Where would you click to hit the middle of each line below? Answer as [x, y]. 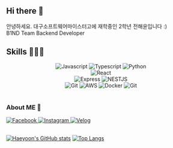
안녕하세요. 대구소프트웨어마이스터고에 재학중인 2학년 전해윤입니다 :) [86, 26]
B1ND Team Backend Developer [46, 33]
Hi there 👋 [25, 11]
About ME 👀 [24, 107]
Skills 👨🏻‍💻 [26, 52]
